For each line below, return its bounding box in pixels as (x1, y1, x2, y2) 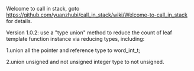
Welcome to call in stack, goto (6, 5, 80, 12)
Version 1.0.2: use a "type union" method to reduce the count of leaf (6, 29, 173, 36)
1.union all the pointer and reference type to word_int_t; (6, 47, 141, 54)
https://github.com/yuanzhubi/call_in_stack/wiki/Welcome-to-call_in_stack (6, 11, 188, 18)
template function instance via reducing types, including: (6, 35, 145, 42)
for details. (6, 18, 33, 24)
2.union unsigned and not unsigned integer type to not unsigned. (6, 59, 164, 65)
